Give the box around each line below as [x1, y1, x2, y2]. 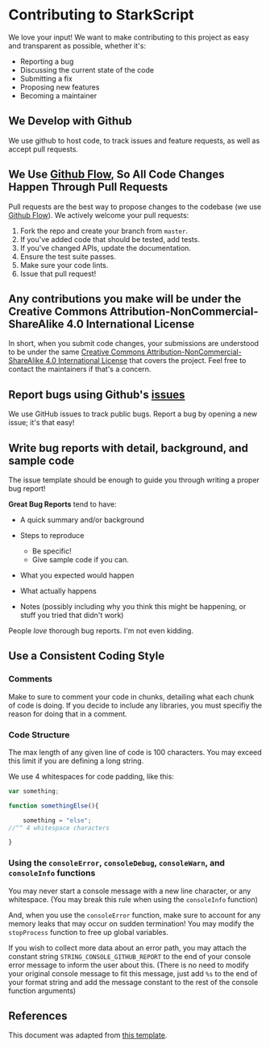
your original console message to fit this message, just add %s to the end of [8, 968, 258, 978]
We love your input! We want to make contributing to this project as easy [8, 32, 250, 42]
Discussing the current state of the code [19, 65, 155, 74]
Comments [8, 674, 52, 685]
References [8, 1009, 68, 1023]
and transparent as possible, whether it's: [8, 40, 147, 50]
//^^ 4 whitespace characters [8, 824, 110, 832]
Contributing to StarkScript [8, 6, 195, 24]
